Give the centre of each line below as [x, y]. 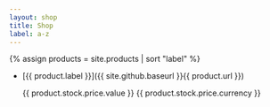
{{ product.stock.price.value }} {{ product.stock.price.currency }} [141, 93]
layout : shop [33, 17]
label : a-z [29, 34]
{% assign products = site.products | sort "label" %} [105, 59]
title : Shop [31, 26]
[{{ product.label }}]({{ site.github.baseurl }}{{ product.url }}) [133, 76]
